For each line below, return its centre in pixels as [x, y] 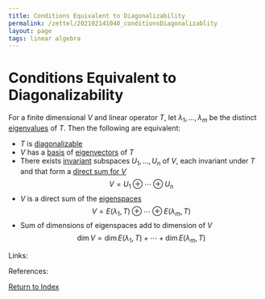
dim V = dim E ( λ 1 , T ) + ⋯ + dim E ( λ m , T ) [141, 239]
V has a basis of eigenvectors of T [77, 152]
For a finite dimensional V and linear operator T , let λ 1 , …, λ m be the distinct [132, 118]
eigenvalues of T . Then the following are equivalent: [95, 128]
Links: [18, 255]
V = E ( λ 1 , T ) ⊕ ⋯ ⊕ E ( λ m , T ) [141, 212]
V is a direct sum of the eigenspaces [81, 198]
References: [28, 272]
